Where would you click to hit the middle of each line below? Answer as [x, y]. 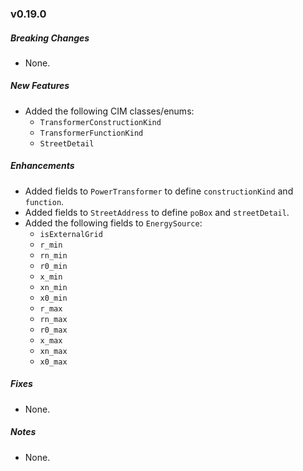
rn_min [53, 255]
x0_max [53, 362]
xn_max [53, 351]
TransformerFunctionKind [91, 133]
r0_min [53, 266]
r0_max [53, 330]
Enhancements [42, 166]
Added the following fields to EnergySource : [113, 223]
